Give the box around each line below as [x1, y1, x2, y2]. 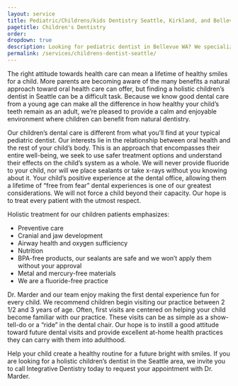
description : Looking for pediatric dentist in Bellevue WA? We [7, 43, 201, 50]
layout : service [7, 10, 55, 18]
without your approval [17, 261, 82, 270]
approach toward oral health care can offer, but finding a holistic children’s [7, 84, 225, 93]
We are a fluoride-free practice [17, 276, 108, 285]
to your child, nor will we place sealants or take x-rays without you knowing [7, 166, 227, 175]
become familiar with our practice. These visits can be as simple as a [7, 313, 209, 321]
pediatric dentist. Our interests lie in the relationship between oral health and [7, 136, 231, 144]
